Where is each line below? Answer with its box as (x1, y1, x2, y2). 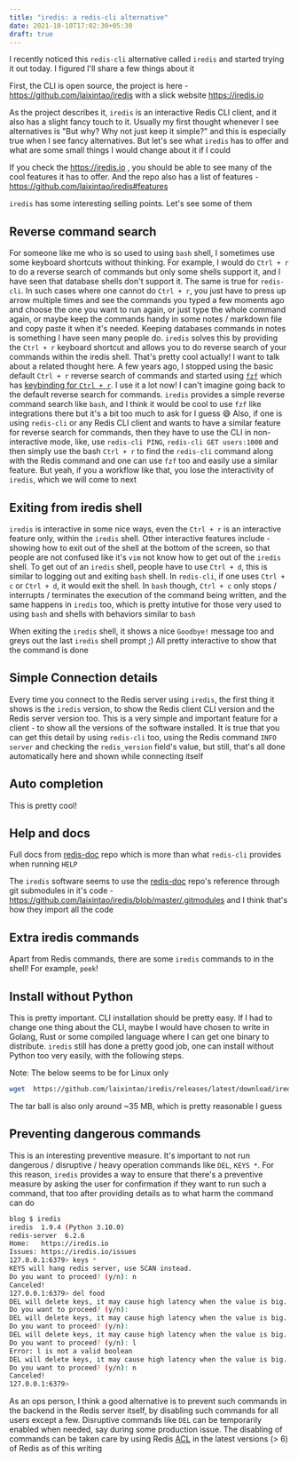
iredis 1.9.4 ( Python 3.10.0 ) (9, 1223, 125, 1232)
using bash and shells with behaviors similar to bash (9, 609, 196, 619)
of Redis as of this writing (9, 1443, 103, 1454)
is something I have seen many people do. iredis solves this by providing (9, 332, 278, 343)
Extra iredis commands (9, 930, 140, 945)
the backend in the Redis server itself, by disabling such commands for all (9, 1405, 279, 1416)
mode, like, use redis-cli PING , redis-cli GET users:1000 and (50, 436, 279, 447)
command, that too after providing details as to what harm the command (9, 1187, 273, 1198)
